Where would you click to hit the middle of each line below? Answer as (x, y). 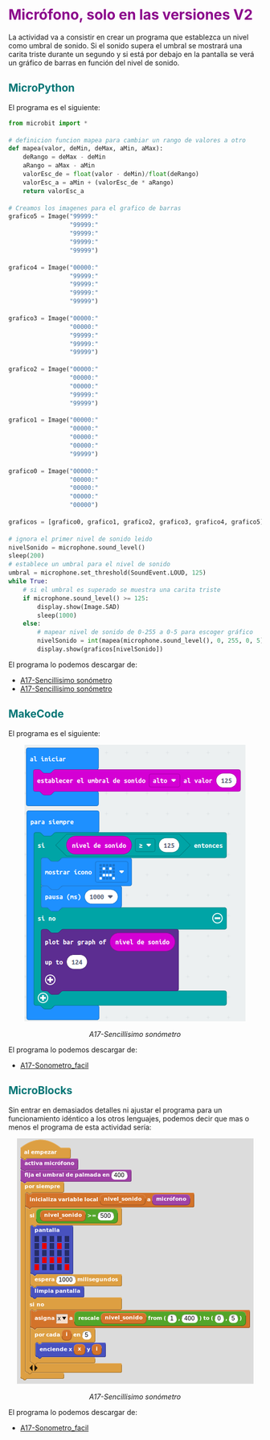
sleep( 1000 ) (57, 615)
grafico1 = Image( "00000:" (53, 420)
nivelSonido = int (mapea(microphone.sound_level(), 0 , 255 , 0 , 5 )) (152, 641)
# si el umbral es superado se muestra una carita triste (122, 590)
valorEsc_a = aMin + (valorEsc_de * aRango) (98, 183)
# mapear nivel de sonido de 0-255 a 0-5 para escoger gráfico (145, 632)
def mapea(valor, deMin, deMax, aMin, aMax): (86, 149)
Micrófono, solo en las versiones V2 (131, 15)
